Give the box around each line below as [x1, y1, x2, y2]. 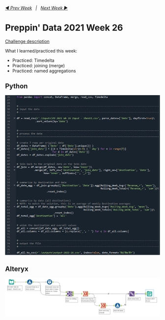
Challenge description [5, 38, 50, 44]
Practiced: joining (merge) [12, 62, 65, 68]
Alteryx [5, 265, 28, 273]
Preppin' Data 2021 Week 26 [5, 22, 123, 33]
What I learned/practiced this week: [5, 48, 78, 53]
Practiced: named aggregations [12, 68, 76, 74]
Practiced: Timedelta [12, 57, 55, 63]
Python [5, 82, 28, 90]
